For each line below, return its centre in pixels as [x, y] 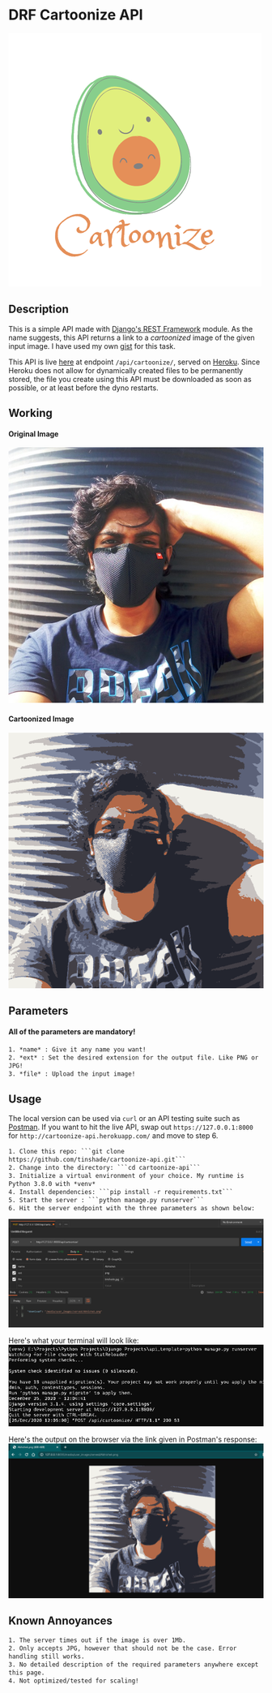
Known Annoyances [61, 1621]
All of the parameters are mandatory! [72, 1031]
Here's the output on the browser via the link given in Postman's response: [133, 1439]
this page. [27, 1673]
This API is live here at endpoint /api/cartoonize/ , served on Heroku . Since [134, 362]
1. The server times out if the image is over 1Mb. [97, 1640]
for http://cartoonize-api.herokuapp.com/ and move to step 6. [113, 1135]
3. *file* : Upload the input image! [72, 1074]
